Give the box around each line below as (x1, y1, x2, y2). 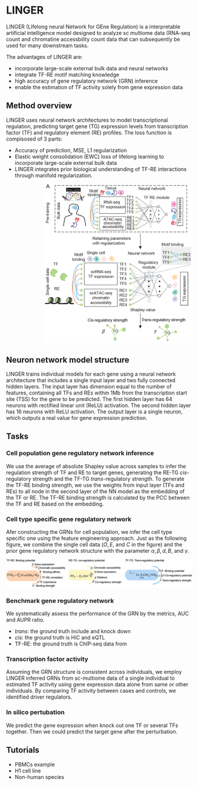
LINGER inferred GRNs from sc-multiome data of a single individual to (6, 674, 175, 682)
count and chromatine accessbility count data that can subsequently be (6, 35, 180, 43)
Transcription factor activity (6, 655, 88, 663)
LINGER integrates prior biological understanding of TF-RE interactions (14, 165, 187, 172)
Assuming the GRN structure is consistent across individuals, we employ (6, 668, 182, 676)
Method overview (6, 101, 72, 111)
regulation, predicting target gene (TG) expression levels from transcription (6, 122, 189, 130)
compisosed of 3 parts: (6, 135, 63, 142)
